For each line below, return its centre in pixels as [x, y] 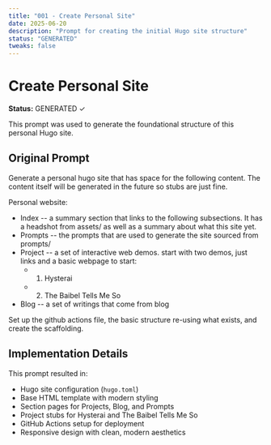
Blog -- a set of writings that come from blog [95, 304]
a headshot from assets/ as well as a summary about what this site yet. [138, 226]
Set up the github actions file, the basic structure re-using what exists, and [133, 319]
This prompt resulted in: [48, 373]
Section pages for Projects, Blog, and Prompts [97, 406]
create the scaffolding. [46, 328]
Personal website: [38, 202]
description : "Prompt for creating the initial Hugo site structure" [128, 31]
